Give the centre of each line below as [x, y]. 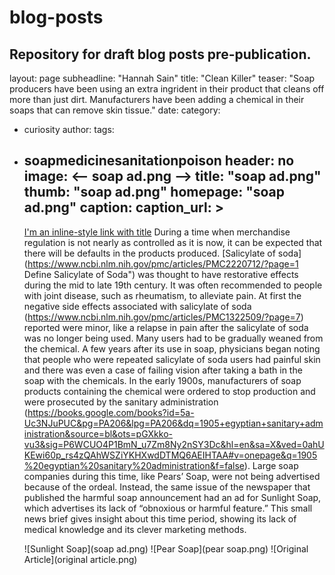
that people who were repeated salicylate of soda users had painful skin [172, 359]
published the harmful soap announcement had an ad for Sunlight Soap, [172, 497]
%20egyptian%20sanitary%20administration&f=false [134, 465]
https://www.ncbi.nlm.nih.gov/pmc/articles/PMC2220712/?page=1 [163, 263]
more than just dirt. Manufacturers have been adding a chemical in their [157, 99]
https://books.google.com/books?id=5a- [111, 412]
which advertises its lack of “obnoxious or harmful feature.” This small [168, 508]
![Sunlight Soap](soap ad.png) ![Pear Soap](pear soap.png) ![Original [166, 548]
